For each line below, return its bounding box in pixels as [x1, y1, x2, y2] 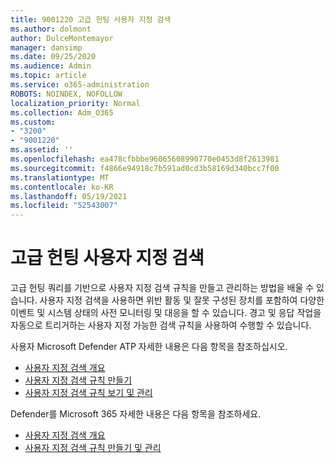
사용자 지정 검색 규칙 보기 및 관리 [24, 387, 153, 399]
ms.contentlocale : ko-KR [10, 182, 114, 192]
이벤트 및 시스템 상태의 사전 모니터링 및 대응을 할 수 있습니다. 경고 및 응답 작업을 [10, 307, 322, 319]
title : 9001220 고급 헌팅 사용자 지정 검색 [10, 14, 172, 25]
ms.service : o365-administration [10, 80, 150, 90]
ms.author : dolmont [10, 24, 92, 34]
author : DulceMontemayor [10, 33, 114, 43]
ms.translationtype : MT [10, 172, 110, 183]
